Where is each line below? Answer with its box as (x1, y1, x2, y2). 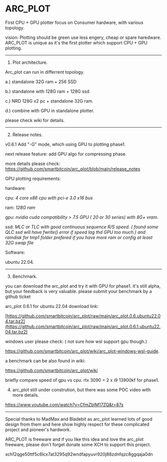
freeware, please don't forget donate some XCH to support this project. (5, 442, 151, 448)
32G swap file (5, 240, 34, 246)
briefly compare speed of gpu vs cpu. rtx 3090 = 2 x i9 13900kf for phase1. (5, 377, 160, 383)
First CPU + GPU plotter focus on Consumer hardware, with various (5, 19, 144, 25)
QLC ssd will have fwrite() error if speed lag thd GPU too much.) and (5, 229, 146, 235)
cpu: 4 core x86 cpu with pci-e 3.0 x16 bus (5, 195, 93, 201)
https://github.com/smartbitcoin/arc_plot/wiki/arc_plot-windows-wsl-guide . (5, 348, 160, 354)
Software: (5, 249, 25, 255)
